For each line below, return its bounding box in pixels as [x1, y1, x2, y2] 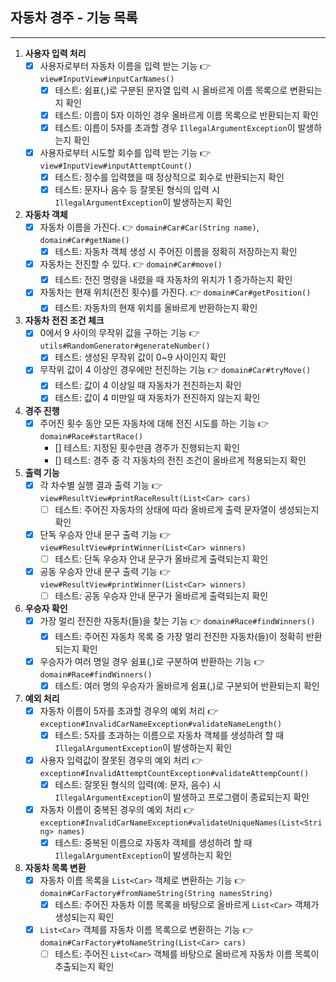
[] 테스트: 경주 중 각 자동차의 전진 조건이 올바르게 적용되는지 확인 [54, 454, 307, 466]
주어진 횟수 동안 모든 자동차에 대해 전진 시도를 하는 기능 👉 [39, 417, 270, 429]
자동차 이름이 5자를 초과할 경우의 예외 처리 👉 [39, 704, 219, 717]
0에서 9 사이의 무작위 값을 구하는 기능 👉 [39, 327, 200, 339]
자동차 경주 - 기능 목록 [10, 9, 138, 27]
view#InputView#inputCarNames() [39, 74, 175, 84]
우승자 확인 [24, 602, 68, 614]
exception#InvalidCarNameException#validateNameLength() [39, 719, 283, 729]
